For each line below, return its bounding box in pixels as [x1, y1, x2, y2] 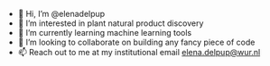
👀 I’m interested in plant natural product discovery [17, 18, 204, 29]
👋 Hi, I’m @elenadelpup [17, 9, 106, 19]
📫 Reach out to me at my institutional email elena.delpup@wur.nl [17, 47, 261, 57]
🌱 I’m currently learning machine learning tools [17, 28, 192, 37]
